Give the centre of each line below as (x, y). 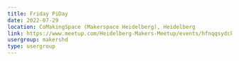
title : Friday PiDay (38, 14)
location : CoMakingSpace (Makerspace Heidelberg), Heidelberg (101, 27)
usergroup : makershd (38, 40)
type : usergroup (31, 46)
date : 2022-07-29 (33, 20)
